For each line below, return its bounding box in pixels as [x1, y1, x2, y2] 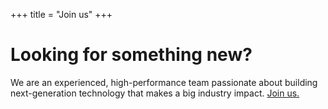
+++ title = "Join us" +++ [10, 9, 113, 20]
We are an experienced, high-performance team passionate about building [10, 76, 318, 88]
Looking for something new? [10, 44, 253, 66]
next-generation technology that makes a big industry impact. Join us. [10, 87, 300, 99]
